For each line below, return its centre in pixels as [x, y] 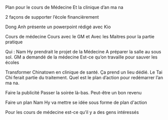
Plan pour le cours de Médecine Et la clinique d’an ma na [64, 7]
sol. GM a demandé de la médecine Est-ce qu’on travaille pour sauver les [81, 57]
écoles [12, 62]
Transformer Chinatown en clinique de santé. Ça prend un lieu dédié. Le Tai [84, 72]
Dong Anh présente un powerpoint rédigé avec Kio [58, 27]
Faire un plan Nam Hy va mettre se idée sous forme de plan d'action [76, 102]
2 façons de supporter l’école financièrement [52, 17]
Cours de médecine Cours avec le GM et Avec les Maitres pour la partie [80, 37]
